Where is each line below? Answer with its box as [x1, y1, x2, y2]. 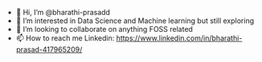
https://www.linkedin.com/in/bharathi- [116, 33, 243, 43]
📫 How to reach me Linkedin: [15, 33, 115, 43]
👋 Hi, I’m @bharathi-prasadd [15, 8, 111, 17]
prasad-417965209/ [15, 45, 83, 54]
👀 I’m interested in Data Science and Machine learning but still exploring [15, 16, 255, 25]
